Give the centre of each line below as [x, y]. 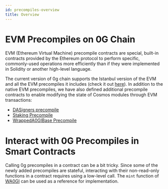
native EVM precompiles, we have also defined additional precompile [76, 89]
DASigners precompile [36, 110]
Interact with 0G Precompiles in [72, 141]
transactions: [19, 100]
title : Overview [22, 15]
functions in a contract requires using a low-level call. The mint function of [82, 176]
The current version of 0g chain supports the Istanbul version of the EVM [81, 79]
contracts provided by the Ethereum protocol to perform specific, [73, 59]
